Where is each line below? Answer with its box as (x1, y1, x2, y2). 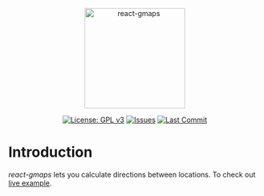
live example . (8, 178, 52, 188)
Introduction (8, 143, 93, 161)
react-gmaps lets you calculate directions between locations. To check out (8, 169, 256, 179)
